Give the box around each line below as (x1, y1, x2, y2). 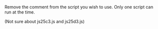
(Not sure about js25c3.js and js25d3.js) (4, 19, 85, 24)
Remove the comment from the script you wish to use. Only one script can (4, 4, 154, 10)
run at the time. (4, 9, 35, 15)
